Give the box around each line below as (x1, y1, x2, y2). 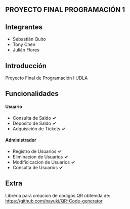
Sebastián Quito (12, 36, 47, 42)
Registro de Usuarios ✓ (12, 148, 62, 154)
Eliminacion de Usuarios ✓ (12, 153, 68, 160)
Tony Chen (12, 41, 35, 47)
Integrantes (5, 23, 43, 31)
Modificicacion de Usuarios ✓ (12, 159, 75, 165)
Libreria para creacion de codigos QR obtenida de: (5, 192, 110, 198)
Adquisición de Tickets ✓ (12, 125, 66, 132)
